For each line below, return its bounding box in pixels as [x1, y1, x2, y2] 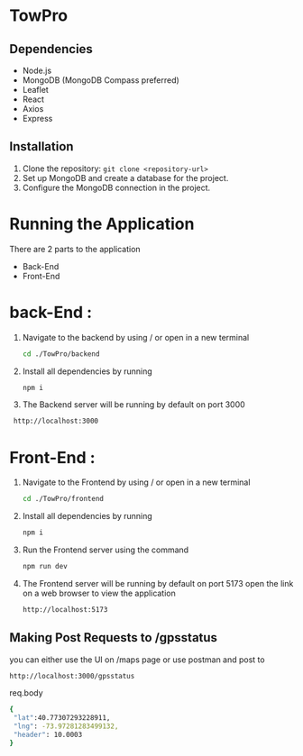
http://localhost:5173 [22, 605, 108, 614]
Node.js [22, 65, 52, 76]
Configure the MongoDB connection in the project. [22, 182, 211, 193]
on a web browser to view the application [22, 587, 176, 598]
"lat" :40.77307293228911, [13, 714, 111, 723]
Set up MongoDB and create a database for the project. [22, 172, 229, 183]
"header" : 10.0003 [13, 731, 83, 740]
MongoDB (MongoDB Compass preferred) [22, 75, 180, 86]
